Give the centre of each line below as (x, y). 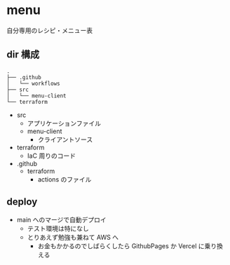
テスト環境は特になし (58, 228)
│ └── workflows (33, 83)
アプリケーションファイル (64, 123)
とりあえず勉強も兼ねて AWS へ (73, 237)
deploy (22, 202)
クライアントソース (65, 140)
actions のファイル (65, 179)
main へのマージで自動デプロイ (61, 219)
